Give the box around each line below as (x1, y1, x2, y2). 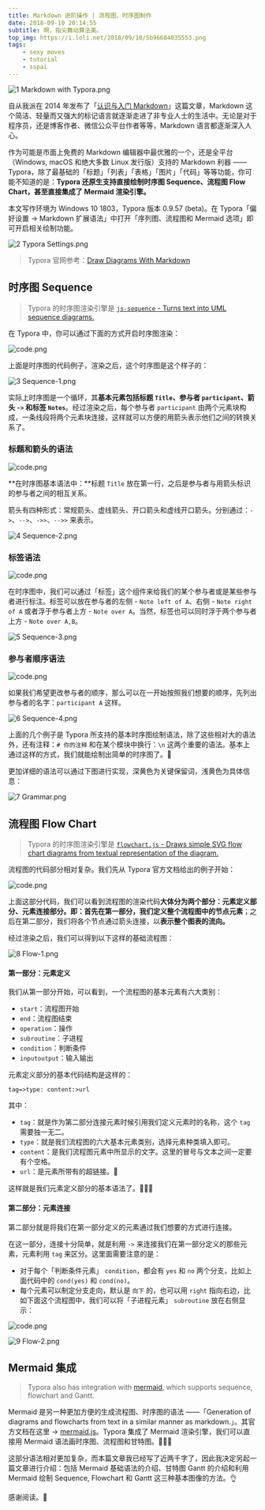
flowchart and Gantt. (27, 1391, 95, 1400)
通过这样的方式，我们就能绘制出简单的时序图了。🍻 (8, 749, 172, 759)
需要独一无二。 (19, 1127, 69, 1137)
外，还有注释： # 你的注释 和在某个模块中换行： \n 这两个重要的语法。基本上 (8, 740, 251, 749)
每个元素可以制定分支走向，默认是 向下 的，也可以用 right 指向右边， (19, 1285, 244, 1295)
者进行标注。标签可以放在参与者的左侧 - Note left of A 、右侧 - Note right (8, 597, 252, 607)
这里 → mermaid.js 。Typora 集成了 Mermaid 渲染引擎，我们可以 (35, 1427, 244, 1437)
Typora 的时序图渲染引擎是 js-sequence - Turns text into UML (27, 303, 227, 313)
